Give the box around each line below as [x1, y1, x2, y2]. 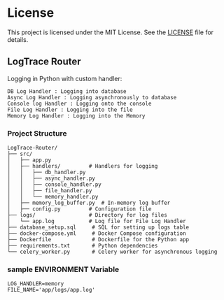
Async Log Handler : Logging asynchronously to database [7, 94, 177, 101]
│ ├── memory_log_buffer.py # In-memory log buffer [7, 199, 171, 207]
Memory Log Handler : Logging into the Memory [7, 112, 146, 120]
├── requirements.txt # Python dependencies [7, 243, 158, 250]
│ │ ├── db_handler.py [7, 169, 86, 176]
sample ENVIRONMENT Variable [7, 264, 120, 274]
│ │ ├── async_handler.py [7, 175, 96, 183]
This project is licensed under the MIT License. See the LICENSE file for [7, 28, 214, 36]
